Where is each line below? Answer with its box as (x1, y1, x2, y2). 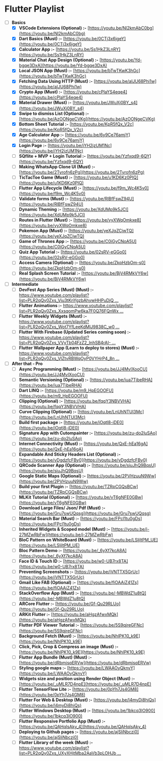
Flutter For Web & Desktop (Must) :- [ (18, 697, 95, 703)
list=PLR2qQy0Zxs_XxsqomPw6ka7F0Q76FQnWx (18, 308, 119, 314)
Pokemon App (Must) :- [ (18, 228, 70, 234)
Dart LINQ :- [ (18, 388, 47, 393)
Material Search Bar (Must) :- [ (18, 515, 82, 521)
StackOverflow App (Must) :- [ (18, 590, 82, 596)
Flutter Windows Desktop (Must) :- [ (18, 707, 93, 713)
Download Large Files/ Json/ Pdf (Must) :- (18, 505, 106, 511)
